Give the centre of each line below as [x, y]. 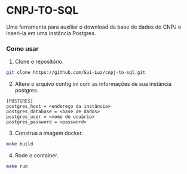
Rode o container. [36, 155]
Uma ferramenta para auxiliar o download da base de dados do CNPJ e [94, 27]
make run [17, 166]
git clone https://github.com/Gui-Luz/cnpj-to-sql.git [76, 73]
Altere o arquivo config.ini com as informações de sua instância [93, 84]
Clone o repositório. [39, 62]
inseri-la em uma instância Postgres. [51, 33]
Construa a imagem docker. [49, 133]
